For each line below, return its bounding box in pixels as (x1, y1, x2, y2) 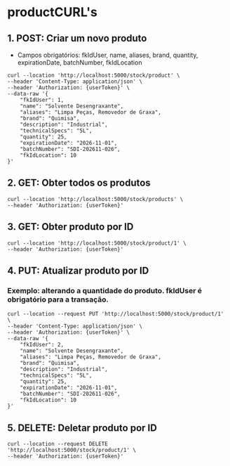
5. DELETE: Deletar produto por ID (7, 422, 158, 434)
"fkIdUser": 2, (20, 342, 65, 349)
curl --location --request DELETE (7, 441, 109, 448)
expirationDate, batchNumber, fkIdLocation (17, 58, 142, 67)
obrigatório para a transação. (7, 295, 109, 304)
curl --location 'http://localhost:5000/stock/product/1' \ (7, 240, 187, 247)
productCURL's (7, 4, 98, 20)
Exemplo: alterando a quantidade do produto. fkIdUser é (7, 285, 202, 295)
